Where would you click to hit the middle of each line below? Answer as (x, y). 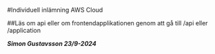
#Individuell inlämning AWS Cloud (55, 10)
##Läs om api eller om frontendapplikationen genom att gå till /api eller (107, 23)
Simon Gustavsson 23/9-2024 (52, 43)
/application (24, 30)
